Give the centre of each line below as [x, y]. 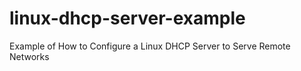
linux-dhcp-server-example [127, 18]
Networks [29, 56]
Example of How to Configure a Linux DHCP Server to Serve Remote [150, 46]
